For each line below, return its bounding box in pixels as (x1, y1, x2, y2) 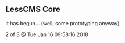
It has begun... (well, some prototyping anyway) (5, 19, 120, 26)
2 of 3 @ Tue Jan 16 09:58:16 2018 (5, 31, 88, 38)
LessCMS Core (5, 5, 60, 14)
